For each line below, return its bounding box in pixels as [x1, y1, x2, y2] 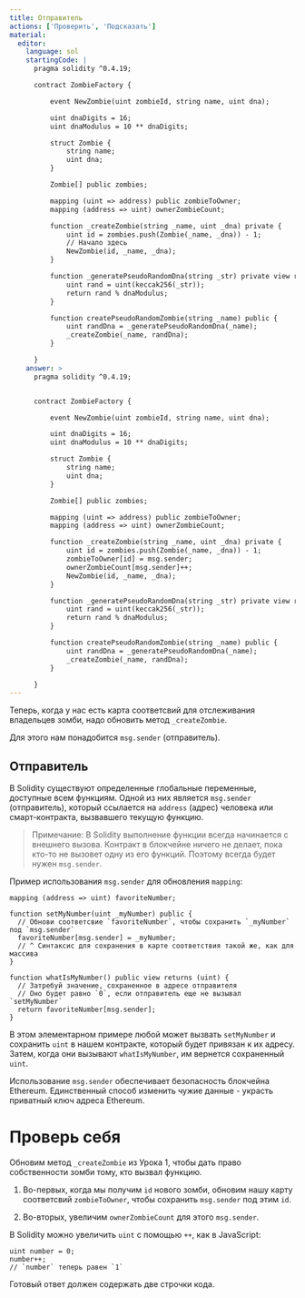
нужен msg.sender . [31, 858, 103, 869]
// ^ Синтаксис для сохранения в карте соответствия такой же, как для [17, 941, 295, 951]
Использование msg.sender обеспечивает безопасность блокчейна [9, 1076, 271, 1087]
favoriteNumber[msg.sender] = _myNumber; [17, 934, 177, 943]
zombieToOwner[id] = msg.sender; [66, 554, 193, 563]
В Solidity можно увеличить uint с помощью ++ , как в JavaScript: [9, 1230, 261, 1240]
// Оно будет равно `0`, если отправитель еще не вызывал [17, 989, 242, 999]
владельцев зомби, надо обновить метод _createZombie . [9, 715, 228, 725]
